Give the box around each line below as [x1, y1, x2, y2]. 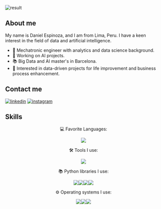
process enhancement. [12, 70, 60, 77]
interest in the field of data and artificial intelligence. [5, 37, 112, 43]
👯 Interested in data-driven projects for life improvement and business [12, 65, 156, 71]
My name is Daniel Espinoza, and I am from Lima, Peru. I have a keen [5, 32, 146, 38]
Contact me [5, 85, 42, 94]
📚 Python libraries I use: [58, 168, 109, 174]
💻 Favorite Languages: [59, 126, 108, 132]
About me [5, 19, 36, 27]
